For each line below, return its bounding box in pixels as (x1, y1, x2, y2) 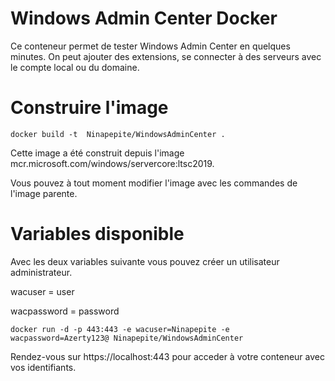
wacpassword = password (10, 305, 120, 317)
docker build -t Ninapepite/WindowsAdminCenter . (10, 129, 226, 139)
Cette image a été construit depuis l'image (10, 147, 185, 159)
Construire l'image (10, 97, 169, 119)
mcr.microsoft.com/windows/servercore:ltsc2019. (10, 157, 215, 169)
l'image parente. (10, 187, 78, 199)
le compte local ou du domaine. (10, 61, 140, 73)
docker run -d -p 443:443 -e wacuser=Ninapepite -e (10, 324, 230, 334)
